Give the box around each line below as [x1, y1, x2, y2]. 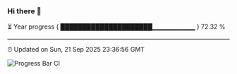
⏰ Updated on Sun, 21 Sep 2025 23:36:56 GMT [7, 45, 145, 54]
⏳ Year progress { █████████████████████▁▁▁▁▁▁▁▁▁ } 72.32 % [7, 22, 226, 31]
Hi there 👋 [7, 6, 42, 16]
